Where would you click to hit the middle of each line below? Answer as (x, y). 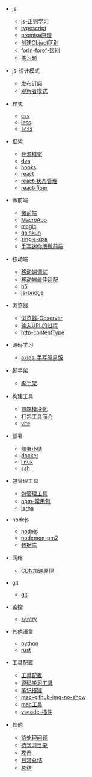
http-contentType (43, 332)
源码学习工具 (37, 683)
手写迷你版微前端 (42, 246)
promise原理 (36, 35)
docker (30, 455)
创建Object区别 (40, 43)
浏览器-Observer (42, 318)
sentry (29, 619)
